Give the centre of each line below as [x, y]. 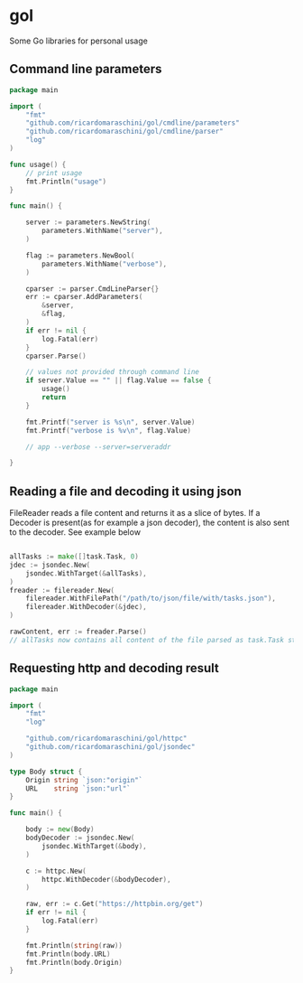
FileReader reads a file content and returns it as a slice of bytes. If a [135, 513]
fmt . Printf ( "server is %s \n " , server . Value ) [110, 422]
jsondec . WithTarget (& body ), [94, 846]
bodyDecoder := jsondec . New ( [80, 838]
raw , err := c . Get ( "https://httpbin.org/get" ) [115, 904]
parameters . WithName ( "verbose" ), [105, 264]
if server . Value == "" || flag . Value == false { [119, 380]
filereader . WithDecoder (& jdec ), [86, 607]
